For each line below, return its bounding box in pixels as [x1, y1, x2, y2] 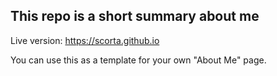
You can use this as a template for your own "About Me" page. [10, 54, 267, 66]
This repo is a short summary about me [10, 8, 260, 25]
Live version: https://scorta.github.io [10, 34, 160, 46]
